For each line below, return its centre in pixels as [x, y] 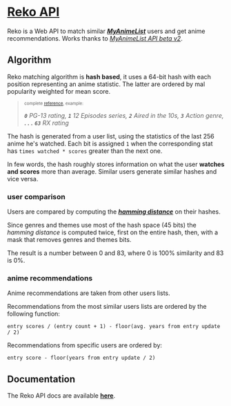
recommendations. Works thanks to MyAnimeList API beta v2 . [95, 38]
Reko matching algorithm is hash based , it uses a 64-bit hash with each [109, 77]
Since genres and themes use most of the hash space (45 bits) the [102, 225]
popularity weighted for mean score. [59, 91]
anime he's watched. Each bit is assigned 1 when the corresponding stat [110, 143]
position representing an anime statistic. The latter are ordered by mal [106, 84]
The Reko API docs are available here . [61, 396]
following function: [34, 314]
